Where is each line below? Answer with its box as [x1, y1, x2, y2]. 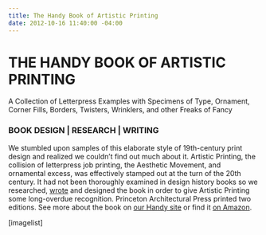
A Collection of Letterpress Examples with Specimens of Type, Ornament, [8, 96, 250, 106]
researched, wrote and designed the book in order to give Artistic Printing [8, 185, 250, 195]
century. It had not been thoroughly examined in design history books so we [8, 177, 259, 186]
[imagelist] [8, 217, 44, 227]
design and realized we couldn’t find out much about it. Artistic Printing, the [8, 151, 256, 161]
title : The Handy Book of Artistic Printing [8, 11, 158, 20]
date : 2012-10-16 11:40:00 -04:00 [8, 19, 123, 27]
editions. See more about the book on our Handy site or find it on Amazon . [8, 202, 252, 212]
